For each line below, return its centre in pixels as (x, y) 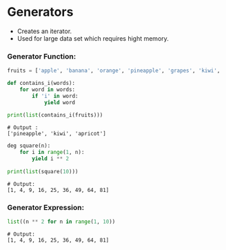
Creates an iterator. (44, 31)
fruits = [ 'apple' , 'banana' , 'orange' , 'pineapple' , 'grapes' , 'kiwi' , (114, 71)
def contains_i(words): (41, 84)
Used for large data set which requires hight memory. (93, 38)
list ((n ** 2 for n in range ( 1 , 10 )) (61, 222)
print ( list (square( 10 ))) (43, 171)
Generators (40, 12)
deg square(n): (29, 146)
